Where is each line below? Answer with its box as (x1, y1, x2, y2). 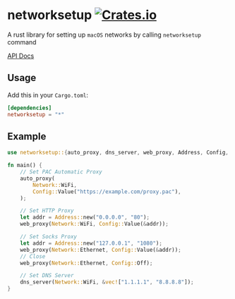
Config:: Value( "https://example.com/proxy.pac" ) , (32, 188, 181, 195)
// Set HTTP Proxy (20, 207, 74, 214)
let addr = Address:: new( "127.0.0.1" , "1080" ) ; (20, 240, 162, 247)
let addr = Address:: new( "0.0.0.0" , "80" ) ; (20, 214, 150, 221)
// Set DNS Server (20, 272, 74, 279)
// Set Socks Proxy (20, 233, 78, 240)
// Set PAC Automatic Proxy (20, 169, 102, 176)
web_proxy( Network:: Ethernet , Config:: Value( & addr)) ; (20, 246, 181, 253)
